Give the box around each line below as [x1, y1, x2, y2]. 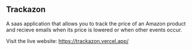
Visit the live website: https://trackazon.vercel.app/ [6, 37, 129, 44]
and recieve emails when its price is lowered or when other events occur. [6, 26, 183, 33]
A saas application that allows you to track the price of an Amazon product [6, 20, 186, 27]
